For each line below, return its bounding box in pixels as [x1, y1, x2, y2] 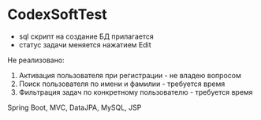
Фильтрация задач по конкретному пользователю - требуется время [18, 87, 253, 96]
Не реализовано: [7, 55, 65, 65]
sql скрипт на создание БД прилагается [18, 32, 155, 41]
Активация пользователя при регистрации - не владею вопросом [18, 70, 241, 80]
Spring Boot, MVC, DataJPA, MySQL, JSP [7, 103, 142, 112]
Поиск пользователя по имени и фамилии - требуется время [18, 79, 226, 88]
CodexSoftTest [7, 6, 107, 24]
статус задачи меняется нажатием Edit [18, 39, 151, 49]
